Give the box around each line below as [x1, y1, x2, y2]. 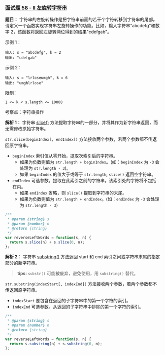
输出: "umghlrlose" [5, 80, 44, 86]
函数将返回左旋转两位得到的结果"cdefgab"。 [22, 29, 112, 35]
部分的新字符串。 [5, 260, 40, 266]
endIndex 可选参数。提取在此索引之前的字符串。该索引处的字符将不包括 [12, 178, 157, 184]
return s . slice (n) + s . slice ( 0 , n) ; [9, 239, 85, 245]
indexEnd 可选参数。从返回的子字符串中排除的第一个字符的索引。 [12, 304, 144, 310]
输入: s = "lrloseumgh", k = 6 [5, 76, 68, 80]
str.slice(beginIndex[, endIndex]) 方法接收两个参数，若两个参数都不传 [5, 136, 153, 142]
